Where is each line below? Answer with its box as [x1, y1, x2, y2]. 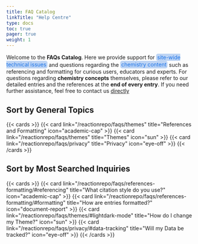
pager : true [6, 31, 36, 37]
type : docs [6, 20, 34, 26]
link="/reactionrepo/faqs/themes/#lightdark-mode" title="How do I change [6, 211, 192, 219]
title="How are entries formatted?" [66, 199, 153, 206]
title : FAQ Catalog [6, 8, 56, 15]
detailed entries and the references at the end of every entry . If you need [6, 81, 189, 88]
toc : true [6, 25, 31, 32]
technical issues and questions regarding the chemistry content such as [6, 61, 189, 68]
